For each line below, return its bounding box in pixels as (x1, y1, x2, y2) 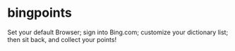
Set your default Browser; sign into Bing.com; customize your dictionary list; (7, 28, 229, 36)
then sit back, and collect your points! (7, 35, 117, 43)
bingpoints (7, 5, 72, 21)
